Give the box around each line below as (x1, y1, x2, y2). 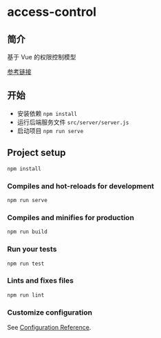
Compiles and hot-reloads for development (7, 181, 155, 190)
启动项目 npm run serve (17, 126, 84, 135)
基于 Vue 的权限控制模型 (7, 53, 76, 61)
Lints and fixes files (7, 276, 74, 286)
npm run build (7, 228, 48, 235)
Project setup (7, 147, 67, 159)
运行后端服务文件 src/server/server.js (17, 118, 129, 126)
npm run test (7, 260, 45, 267)
